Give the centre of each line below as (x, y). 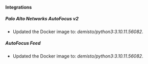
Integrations (19, 7)
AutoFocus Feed (23, 43)
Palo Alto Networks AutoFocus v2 (42, 19)
